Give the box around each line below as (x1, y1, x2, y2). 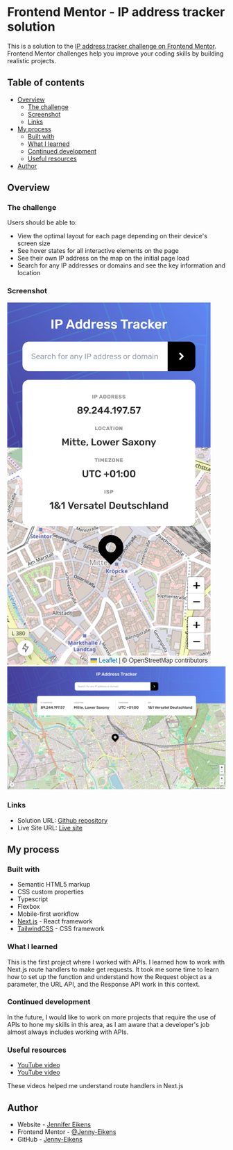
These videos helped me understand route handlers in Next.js (7, 1082, 184, 1090)
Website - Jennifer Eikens (17, 1120, 92, 1128)
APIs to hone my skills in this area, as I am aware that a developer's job (7, 1020, 210, 1028)
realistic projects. (7, 56, 57, 65)
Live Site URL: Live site (17, 823, 83, 832)
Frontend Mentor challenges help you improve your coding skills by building (7, 49, 224, 58)
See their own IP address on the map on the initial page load (17, 254, 189, 263)
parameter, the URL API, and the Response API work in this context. (7, 980, 200, 988)
